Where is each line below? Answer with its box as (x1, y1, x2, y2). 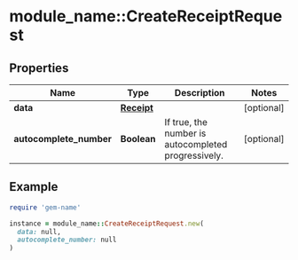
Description (174, 87, 225, 98)
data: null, (17, 227, 62, 236)
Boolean (120, 133, 157, 145)
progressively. (164, 149, 224, 162)
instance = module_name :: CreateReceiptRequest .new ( (9, 219, 204, 228)
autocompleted (164, 138, 228, 150)
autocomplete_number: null (17, 235, 117, 245)
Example (9, 179, 59, 194)
